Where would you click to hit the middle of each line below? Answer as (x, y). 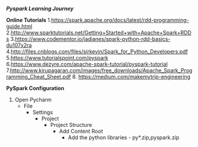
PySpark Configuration (35, 88)
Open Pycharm (33, 100)
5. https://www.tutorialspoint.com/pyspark (57, 58)
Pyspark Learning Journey (40, 9)
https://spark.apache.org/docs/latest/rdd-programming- (120, 20)
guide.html (19, 26)
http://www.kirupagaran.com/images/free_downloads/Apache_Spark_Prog (101, 70)
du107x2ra (19, 45)
